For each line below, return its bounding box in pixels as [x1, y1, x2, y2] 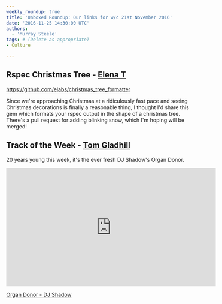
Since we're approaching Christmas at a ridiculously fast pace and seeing [6, 97, 188, 104]
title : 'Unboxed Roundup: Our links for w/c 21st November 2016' [6, 14, 172, 20]
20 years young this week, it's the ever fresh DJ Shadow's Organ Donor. [6, 156, 184, 163]
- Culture [6, 43, 31, 49]
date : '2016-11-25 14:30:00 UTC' [6, 20, 90, 26]
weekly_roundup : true [6, 8, 60, 15]
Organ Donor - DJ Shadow [6, 291, 72, 298]
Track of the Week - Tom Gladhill [6, 140, 130, 151]
